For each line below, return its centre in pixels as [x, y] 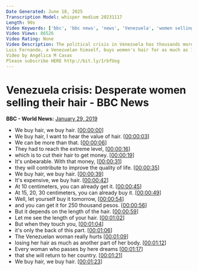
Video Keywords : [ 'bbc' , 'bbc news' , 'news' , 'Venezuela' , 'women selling [100, 28]
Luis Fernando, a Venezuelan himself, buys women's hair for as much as [97, 50]
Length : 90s [21, 22]
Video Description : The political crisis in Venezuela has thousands [93, 45]
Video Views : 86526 [30, 34]
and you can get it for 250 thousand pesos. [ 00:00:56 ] [81, 205]
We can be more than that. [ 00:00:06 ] [61, 143]
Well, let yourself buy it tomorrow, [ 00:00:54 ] [69, 199]
